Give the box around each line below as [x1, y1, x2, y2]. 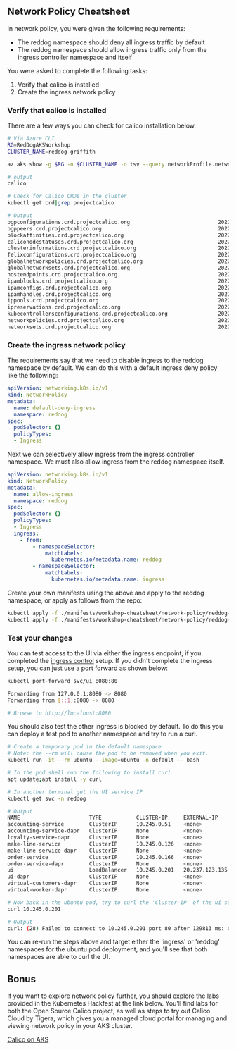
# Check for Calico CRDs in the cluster [7, 193, 128, 200]
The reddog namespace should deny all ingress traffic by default [17, 38, 205, 47]
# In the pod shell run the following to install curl [7, 770, 171, 777]
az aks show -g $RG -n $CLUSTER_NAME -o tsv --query [7, 161, 165, 168]
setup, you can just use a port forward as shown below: [7, 664, 169, 672]
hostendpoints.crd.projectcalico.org [7, 271, 118, 278]
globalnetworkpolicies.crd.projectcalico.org [7, 258, 143, 265]
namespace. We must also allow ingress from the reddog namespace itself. [7, 457, 225, 466]
